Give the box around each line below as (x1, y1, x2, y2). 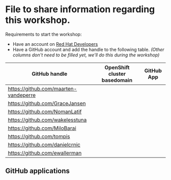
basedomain (101, 76, 133, 83)
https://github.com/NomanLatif (8, 108, 82, 115)
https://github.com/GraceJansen (8, 100, 86, 107)
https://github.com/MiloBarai (8, 125, 76, 132)
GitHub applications (5, 167, 70, 175)
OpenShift (104, 64, 130, 71)
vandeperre (8, 92, 36, 99)
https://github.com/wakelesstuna (8, 116, 87, 123)
